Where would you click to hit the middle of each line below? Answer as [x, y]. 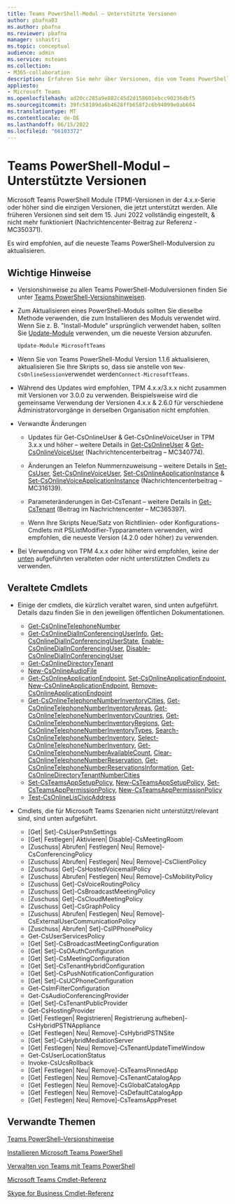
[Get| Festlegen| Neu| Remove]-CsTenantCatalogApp [105, 1077]
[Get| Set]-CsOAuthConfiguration [76, 951]
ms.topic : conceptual [39, 46]
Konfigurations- [197, 522]
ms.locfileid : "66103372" [45, 131]
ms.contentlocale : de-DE [43, 118]
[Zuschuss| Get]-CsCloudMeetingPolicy [85, 898]
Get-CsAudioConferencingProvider [78, 995]
